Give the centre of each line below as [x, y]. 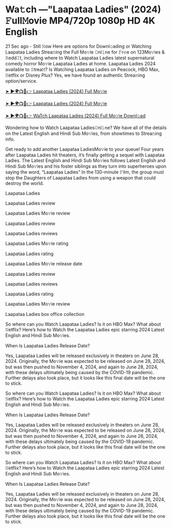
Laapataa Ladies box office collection [45, 314]
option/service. [21, 81]
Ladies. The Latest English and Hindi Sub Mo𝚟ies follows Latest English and [85, 160]
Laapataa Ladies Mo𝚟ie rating [37, 243]
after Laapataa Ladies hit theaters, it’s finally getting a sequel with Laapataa [85, 155]
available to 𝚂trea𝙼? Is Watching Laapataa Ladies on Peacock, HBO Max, [83, 69]
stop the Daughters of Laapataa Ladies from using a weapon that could [81, 178]
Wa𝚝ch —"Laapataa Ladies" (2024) [83, 10]
